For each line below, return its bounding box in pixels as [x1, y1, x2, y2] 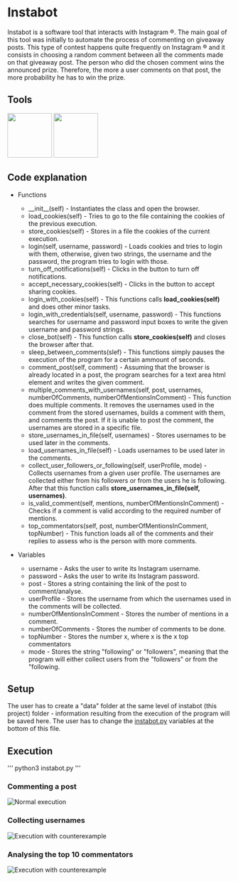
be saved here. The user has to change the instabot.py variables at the [7, 717, 215, 725]
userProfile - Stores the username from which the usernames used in [28, 594, 232, 603]
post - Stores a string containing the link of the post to [28, 579, 187, 587]
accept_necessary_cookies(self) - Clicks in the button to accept [28, 279, 215, 288]
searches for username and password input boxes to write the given [28, 317, 229, 326]
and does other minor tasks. [28, 302, 111, 311]
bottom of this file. [7, 725, 61, 733]
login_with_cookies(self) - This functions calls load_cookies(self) [28, 294, 220, 303]
